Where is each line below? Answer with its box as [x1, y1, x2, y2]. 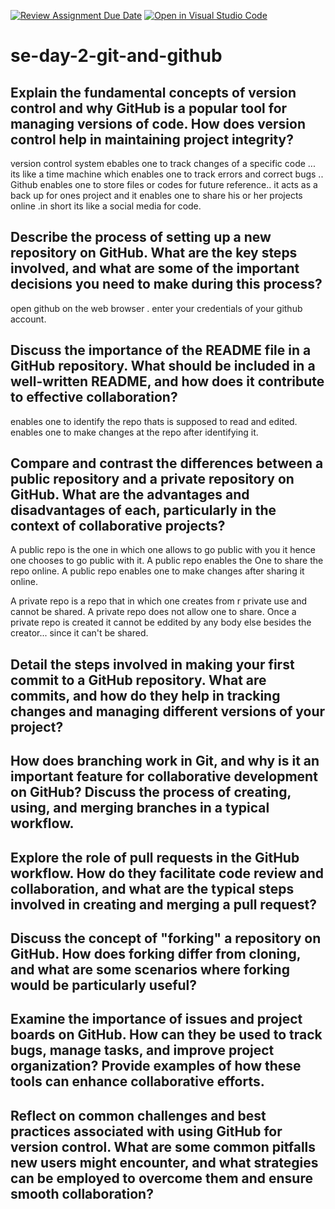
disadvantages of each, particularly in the [10, 502, 277, 519]
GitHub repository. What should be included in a [10, 358, 316, 375]
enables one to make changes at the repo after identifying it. [10, 426, 259, 438]
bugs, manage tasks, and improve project [10, 1042, 275, 1059]
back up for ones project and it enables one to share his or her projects [10, 190, 303, 201]
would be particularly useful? [10, 977, 198, 994]
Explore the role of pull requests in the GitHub [10, 849, 300, 866]
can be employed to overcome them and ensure [10, 1170, 313, 1187]
